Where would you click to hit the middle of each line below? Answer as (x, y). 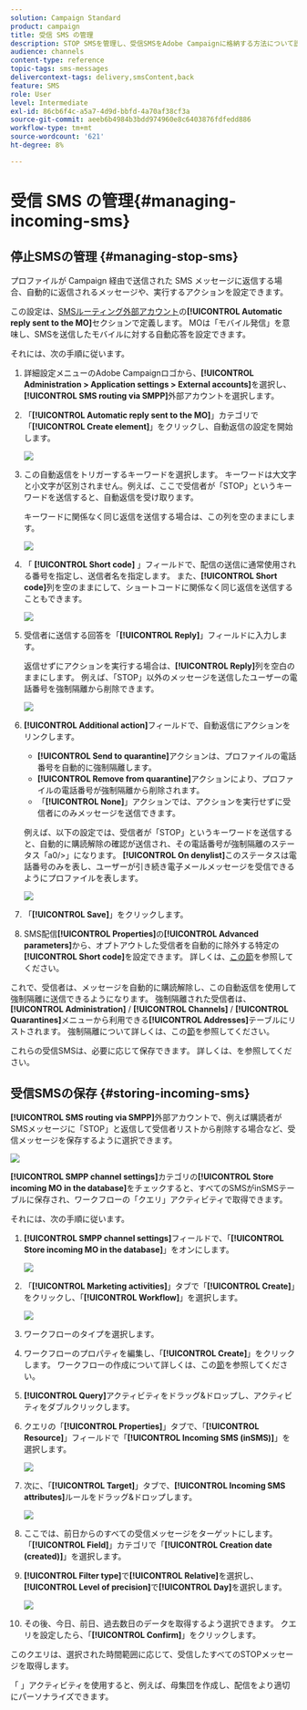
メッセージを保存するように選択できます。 (97, 1140)
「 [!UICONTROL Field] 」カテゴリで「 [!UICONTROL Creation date (148, 1544)
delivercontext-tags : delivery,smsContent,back (102, 78)
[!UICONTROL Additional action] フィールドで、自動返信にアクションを (157, 725)
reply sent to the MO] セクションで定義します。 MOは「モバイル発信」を (146, 322)
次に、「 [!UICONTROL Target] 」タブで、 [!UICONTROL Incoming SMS (154, 1485)
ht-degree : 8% (37, 145)
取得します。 (50, 1665)
